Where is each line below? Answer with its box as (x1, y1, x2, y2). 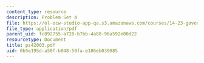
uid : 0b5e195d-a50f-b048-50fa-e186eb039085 (6, 48, 118, 54)
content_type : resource (6, 8, 67, 15)
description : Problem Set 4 (6, 14, 78, 20)
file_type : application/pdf (6, 25, 78, 32)
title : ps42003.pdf (6, 43, 56, 49)
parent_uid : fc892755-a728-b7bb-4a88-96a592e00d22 (6, 31, 137, 37)
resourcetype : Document (6, 37, 67, 43)
